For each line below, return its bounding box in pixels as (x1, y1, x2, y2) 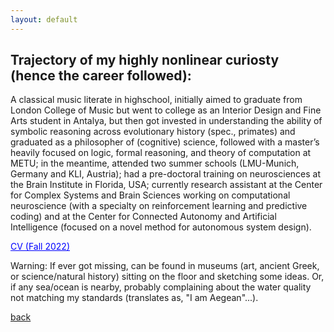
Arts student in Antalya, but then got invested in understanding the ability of (10, 115, 323, 127)
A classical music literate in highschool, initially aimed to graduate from (10, 94, 303, 106)
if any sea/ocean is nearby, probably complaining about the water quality (10, 281, 312, 293)
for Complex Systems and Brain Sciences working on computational (10, 189, 291, 201)
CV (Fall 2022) (10, 241, 70, 253)
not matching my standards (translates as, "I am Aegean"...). (10, 292, 259, 304)
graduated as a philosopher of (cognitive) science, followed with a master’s (10, 136, 320, 148)
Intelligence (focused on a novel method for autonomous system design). (10, 221, 312, 233)
